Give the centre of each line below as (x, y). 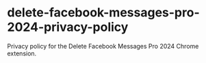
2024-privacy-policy (68, 27)
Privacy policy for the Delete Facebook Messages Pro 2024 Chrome (103, 46)
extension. (22, 53)
